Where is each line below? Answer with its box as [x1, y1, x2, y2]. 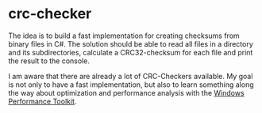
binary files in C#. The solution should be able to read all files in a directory [8, 39, 254, 48]
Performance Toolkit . [8, 96, 77, 106]
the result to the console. [8, 56, 90, 66]
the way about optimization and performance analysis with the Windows [8, 88, 245, 97]
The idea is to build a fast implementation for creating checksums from [8, 31, 240, 40]
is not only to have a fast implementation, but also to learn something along [8, 80, 254, 89]
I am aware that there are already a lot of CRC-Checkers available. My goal [8, 71, 253, 81]
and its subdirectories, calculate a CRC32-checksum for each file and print [8, 47, 253, 57]
